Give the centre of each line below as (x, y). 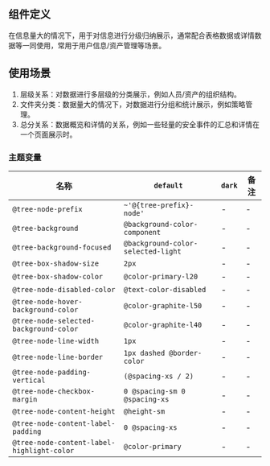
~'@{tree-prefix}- (159, 205)
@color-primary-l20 (161, 276)
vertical (29, 380)
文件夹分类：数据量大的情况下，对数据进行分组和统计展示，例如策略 (133, 104)
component (142, 232)
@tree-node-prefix (47, 209)
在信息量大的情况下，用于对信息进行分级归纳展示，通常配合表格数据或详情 (131, 35)
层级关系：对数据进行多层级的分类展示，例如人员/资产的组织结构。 (130, 94)
